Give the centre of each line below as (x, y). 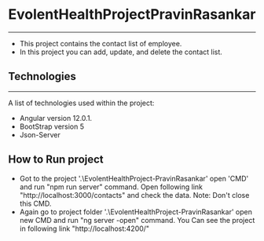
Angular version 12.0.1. (56, 118)
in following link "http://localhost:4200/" (84, 228)
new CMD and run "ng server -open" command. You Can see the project (137, 220)
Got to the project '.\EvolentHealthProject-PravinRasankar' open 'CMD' (134, 178)
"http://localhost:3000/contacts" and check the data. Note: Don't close (134, 195)
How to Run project (56, 160)
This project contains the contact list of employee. (101, 43)
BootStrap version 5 (52, 126)
